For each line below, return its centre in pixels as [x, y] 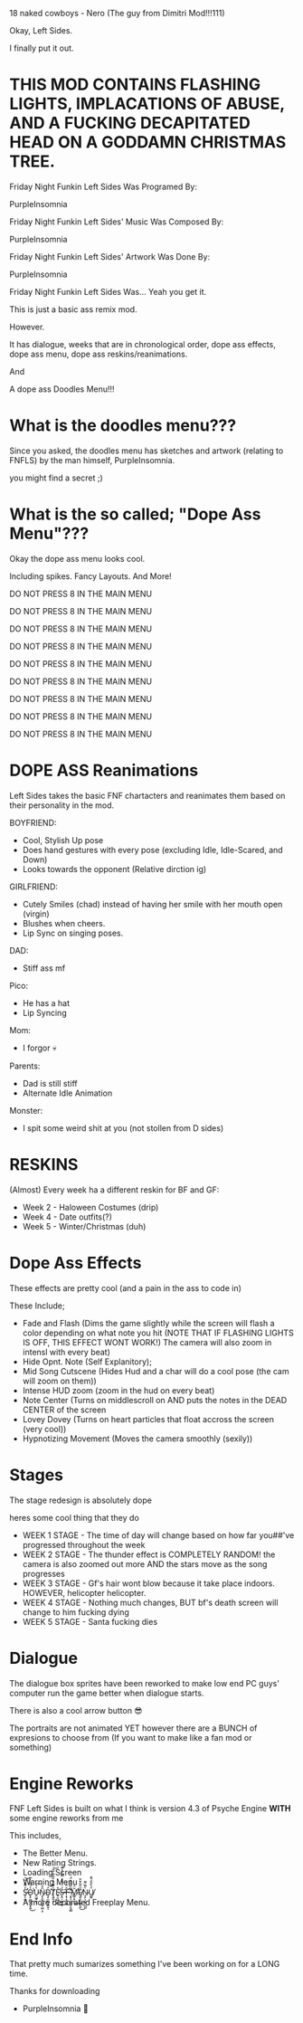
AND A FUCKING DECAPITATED [130, 123]
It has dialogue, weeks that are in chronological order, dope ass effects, [142, 344]
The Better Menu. [55, 1853]
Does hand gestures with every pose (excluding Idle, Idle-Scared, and [152, 850]
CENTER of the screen [64, 1410]
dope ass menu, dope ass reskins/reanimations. [99, 354]
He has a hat [46, 1002]
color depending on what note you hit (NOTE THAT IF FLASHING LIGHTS [158, 1333]
